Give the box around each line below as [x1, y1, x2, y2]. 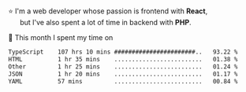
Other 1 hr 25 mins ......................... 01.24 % [8, 62, 238, 71]
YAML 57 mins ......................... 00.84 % [8, 77, 238, 85]
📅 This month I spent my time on [8, 33, 114, 42]
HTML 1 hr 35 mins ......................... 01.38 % [8, 55, 238, 63]
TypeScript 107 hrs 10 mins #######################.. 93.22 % [8, 48, 238, 56]
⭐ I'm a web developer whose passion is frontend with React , [8, 6, 208, 16]
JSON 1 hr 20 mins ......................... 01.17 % [8, 70, 238, 78]
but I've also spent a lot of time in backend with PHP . [19, 18, 192, 27]
